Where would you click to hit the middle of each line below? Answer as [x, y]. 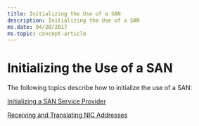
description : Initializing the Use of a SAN [73, 20]
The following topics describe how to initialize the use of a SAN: [100, 88]
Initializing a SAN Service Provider [57, 101]
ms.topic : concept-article [47, 33]
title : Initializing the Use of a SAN [64, 14]
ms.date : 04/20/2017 [38, 27]
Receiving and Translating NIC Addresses [68, 115]
